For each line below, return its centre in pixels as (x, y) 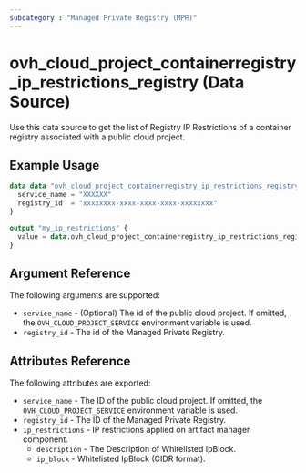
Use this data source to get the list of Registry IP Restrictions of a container (150, 127)
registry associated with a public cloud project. (97, 137)
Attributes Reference (70, 361)
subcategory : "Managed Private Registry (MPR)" (103, 18)
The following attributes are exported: (80, 383)
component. (45, 439)
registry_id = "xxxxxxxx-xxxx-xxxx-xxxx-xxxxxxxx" (118, 203)
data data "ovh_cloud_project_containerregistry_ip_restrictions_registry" (156, 186)
